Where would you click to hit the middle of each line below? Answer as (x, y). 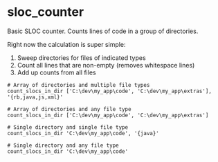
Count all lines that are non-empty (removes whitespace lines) (106, 65)
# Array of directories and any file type (69, 109)
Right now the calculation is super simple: (66, 44)
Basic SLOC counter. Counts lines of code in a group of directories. (103, 31)
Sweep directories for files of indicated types (82, 58)
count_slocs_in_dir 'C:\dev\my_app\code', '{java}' (83, 133)
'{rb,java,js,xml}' (35, 97)
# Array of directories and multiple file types (79, 85)
